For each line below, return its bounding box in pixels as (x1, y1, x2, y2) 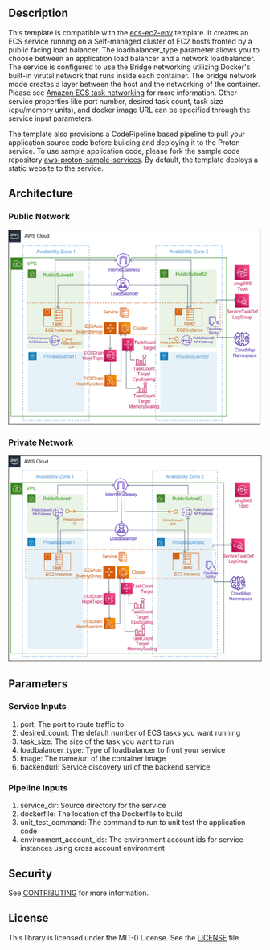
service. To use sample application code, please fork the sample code (8, 146, 241, 156)
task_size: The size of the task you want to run (19, 736, 174, 746)
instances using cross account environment (19, 844, 165, 853)
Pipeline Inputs (8, 782, 68, 793)
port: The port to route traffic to (19, 719, 125, 728)
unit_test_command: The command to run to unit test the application (19, 818, 246, 828)
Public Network (8, 211, 71, 222)
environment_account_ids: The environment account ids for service (19, 835, 243, 844)
